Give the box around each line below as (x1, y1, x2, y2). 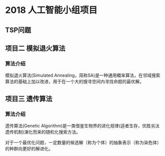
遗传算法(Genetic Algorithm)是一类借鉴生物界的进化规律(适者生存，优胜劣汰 (5, 122, 160, 129)
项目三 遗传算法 (5, 95, 53, 103)
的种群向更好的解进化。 (5, 146, 53, 152)
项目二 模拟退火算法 (5, 44, 65, 52)
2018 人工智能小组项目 (5, 4, 98, 16)
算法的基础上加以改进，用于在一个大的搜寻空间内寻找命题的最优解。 (5, 79, 144, 85)
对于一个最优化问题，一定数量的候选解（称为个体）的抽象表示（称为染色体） (5, 139, 162, 145)
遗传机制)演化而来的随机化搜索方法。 (5, 129, 81, 135)
